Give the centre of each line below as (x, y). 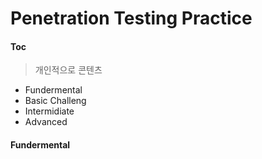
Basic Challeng (55, 101)
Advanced (46, 122)
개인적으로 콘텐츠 (68, 70)
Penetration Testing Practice (131, 18)
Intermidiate (49, 111)
